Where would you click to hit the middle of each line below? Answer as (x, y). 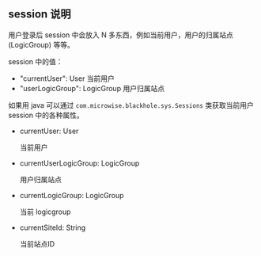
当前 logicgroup (45, 212)
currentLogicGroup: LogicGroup (72, 195)
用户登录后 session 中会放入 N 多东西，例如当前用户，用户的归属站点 (121, 35)
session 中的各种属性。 (46, 115)
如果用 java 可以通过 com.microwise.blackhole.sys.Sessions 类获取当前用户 (131, 105)
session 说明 (40, 14)
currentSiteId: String (53, 227)
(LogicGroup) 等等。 (42, 44)
